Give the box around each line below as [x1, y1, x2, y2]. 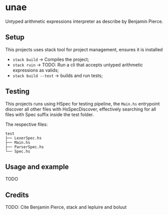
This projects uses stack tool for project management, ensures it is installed [5, 46, 163, 52]
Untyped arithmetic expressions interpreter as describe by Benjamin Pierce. [5, 18, 163, 24]
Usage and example [5, 162, 69, 171]
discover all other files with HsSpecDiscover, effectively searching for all [5, 106, 156, 112]
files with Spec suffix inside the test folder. [5, 111, 94, 118]
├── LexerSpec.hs [5, 135, 42, 140]
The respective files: [5, 121, 48, 127]
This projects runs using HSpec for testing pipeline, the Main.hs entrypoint [5, 100, 160, 106]
